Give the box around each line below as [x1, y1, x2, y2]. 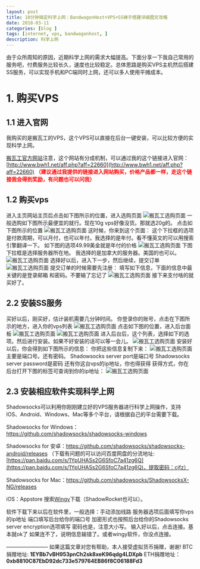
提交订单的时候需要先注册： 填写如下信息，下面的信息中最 [49, 264, 192, 271]
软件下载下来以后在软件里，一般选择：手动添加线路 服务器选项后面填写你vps [6, 508, 194, 515]
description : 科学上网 [6, 36, 59, 42]
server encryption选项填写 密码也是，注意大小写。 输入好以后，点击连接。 [6, 523, 189, 530]
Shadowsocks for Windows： [6, 423, 79, 430]
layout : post [6, 8, 39, 15]
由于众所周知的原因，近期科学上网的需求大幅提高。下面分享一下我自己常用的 [6, 54, 194, 60]
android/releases [6, 450, 48, 457]
